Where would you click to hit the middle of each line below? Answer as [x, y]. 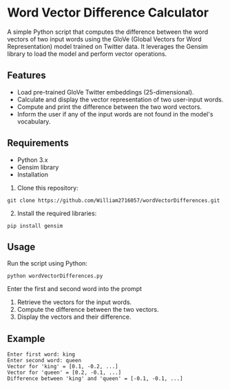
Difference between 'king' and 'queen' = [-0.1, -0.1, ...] [95, 379]
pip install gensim [35, 226]
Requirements [38, 143]
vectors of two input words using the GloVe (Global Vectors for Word [104, 39]
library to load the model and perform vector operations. [87, 54]
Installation [33, 174]
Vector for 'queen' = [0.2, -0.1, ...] [64, 373]
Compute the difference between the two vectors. [88, 310]
